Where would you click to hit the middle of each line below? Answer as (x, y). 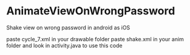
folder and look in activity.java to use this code (64, 45)
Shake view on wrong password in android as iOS (68, 27)
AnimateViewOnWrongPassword (91, 11)
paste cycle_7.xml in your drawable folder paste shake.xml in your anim (95, 39)
